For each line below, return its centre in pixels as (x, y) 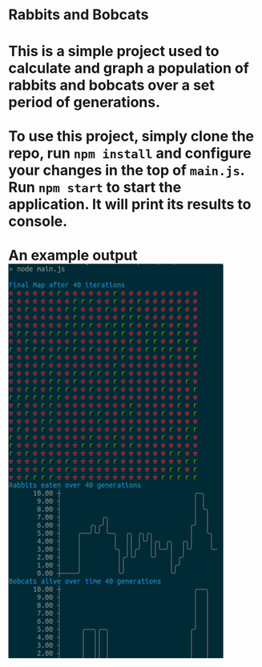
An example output (73, 256)
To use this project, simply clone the (131, 137)
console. (38, 221)
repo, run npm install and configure (130, 153)
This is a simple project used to (114, 52)
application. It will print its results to (130, 205)
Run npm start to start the (95, 188)
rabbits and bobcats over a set (111, 85)
